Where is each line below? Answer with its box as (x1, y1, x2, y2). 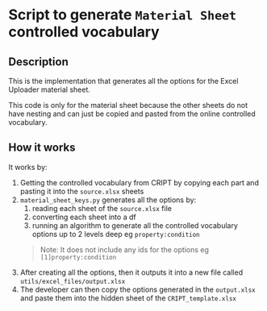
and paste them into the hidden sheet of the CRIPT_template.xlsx (19, 292, 236, 303)
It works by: (8, 162, 48, 172)
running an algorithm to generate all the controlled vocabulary (31, 220, 238, 230)
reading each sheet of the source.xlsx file (31, 203, 172, 213)
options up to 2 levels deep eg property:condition (31, 229, 200, 238)
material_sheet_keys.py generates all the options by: (19, 195, 197, 205)
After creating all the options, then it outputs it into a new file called (19, 267, 244, 277)
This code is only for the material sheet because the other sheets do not (8, 101, 248, 110)
